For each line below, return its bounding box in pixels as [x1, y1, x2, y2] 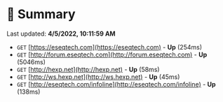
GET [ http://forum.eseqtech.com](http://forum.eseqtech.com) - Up [16, 50, 208, 59]
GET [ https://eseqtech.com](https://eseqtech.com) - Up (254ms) [16, 43, 203, 51]
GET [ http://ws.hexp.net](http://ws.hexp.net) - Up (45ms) [16, 73, 180, 81]
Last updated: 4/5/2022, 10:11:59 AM [6, 29, 116, 38]
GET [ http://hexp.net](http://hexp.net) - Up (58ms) [16, 65, 160, 73]
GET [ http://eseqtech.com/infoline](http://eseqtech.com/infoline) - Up [16, 80, 216, 88]
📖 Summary [6, 6, 76, 22]
